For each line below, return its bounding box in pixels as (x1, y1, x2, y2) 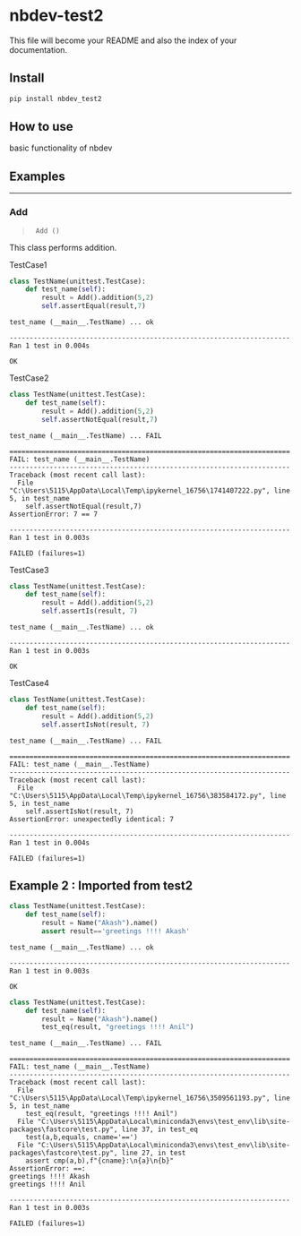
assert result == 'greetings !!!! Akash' (41, 926, 191, 936)
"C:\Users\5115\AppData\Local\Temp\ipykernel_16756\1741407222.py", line (9, 485, 291, 495)
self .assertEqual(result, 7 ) (41, 302, 146, 311)
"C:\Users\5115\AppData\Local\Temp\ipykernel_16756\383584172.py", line (9, 791, 287, 800)
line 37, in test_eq (121, 1125, 199, 1134)
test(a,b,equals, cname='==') (25, 1133, 139, 1142)
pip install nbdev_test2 (9, 94, 102, 103)
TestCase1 (9, 259, 47, 270)
